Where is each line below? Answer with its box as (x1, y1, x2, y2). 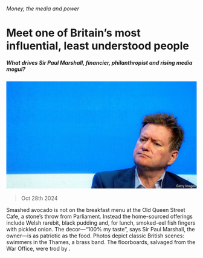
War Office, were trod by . (6, 245, 71, 253)
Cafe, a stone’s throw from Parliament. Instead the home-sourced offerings (6, 213, 193, 220)
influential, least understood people (6, 39, 189, 53)
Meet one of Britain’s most (6, 26, 141, 39)
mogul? (6, 65, 26, 73)
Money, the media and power (6, 5, 80, 12)
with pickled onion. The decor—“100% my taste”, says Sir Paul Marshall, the (6, 226, 195, 233)
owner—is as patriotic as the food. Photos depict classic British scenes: (6, 232, 184, 239)
